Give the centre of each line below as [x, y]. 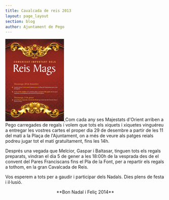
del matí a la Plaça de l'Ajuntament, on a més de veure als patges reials [79, 136]
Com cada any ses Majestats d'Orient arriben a [114, 119]
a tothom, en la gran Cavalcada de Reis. [47, 167]
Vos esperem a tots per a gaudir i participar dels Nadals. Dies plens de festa [85, 177]
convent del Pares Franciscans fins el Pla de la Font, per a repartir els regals [85, 162]
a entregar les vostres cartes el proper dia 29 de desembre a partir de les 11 [84, 130]
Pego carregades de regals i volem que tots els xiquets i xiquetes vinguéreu [84, 125]
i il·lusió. [14, 182]
